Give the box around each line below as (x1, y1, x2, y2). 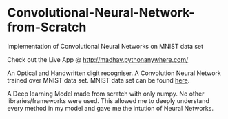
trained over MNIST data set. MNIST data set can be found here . (7, 76, 190, 84)
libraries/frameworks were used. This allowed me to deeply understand (7, 96, 210, 105)
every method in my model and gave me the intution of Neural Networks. (7, 104, 214, 112)
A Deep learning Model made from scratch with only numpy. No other (7, 89, 205, 98)
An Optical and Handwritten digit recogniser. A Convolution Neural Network (7, 69, 222, 77)
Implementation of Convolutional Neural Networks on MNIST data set (7, 42, 204, 50)
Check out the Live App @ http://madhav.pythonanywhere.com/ (7, 55, 189, 63)
